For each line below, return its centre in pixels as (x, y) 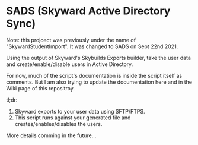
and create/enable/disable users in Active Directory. (70, 64)
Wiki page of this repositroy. (41, 88)
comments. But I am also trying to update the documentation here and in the (99, 82)
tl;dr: (12, 100)
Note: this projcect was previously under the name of (71, 40)
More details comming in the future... (51, 135)
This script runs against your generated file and (73, 118)
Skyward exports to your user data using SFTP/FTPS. (80, 111)
